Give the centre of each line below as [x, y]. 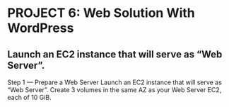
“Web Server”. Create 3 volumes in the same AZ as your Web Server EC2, [114, 90]
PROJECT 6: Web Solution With [101, 13]
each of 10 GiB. [29, 97]
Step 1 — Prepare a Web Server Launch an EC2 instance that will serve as [115, 82]
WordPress [41, 28]
